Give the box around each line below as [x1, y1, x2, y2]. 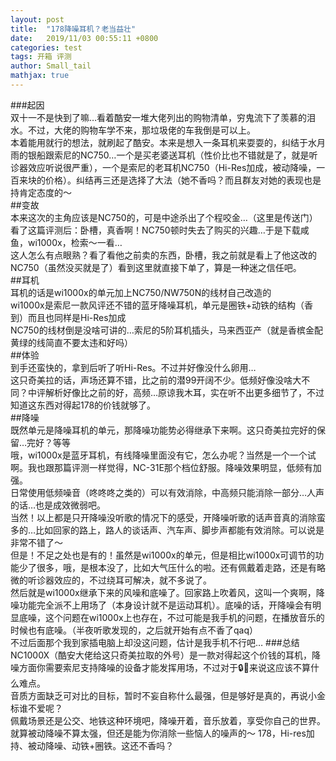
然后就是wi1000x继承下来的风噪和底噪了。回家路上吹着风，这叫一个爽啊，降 [10, 586, 325, 598]
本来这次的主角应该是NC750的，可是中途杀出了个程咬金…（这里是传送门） [10, 211, 318, 223]
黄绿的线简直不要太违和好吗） [10, 336, 133, 348]
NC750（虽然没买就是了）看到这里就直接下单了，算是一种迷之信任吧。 [10, 261, 302, 273]
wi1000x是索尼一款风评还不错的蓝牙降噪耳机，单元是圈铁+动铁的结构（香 [10, 299, 313, 311]
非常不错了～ [10, 536, 63, 548]
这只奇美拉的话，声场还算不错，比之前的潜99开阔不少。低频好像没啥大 [10, 374, 302, 386]
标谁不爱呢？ [10, 702, 63, 714]
